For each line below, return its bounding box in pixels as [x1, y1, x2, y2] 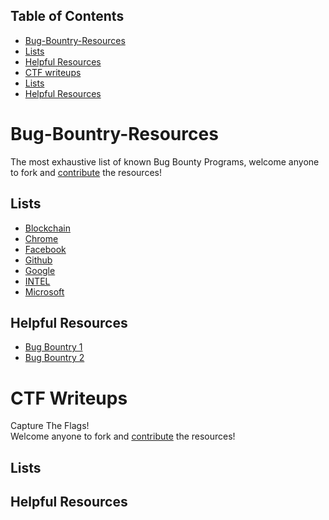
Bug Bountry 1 [24, 341, 83, 353]
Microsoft [24, 285, 65, 298]
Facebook [24, 243, 67, 255]
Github [24, 254, 53, 266]
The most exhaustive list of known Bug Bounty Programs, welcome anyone [10, 155, 320, 168]
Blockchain [24, 222, 71, 234]
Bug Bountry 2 [24, 352, 85, 364]
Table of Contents [10, 8, 125, 25]
